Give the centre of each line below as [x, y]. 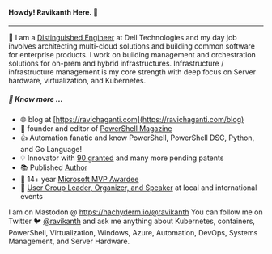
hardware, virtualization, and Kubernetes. [77, 81]
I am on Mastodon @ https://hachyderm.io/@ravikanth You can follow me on [136, 212]
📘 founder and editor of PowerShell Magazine [96, 129]
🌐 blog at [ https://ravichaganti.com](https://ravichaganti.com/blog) [132, 120]
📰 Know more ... [36, 99]
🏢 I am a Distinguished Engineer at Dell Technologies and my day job [123, 38]
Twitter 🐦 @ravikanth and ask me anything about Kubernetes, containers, [132, 221]
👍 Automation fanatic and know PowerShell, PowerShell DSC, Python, [137, 138]
